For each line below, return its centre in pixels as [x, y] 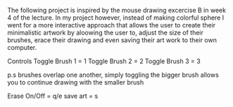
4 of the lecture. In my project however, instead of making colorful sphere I [116, 18]
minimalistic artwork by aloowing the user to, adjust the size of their [106, 32]
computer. [22, 48]
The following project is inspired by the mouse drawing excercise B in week [117, 10]
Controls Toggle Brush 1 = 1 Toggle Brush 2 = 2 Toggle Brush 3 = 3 [104, 61]
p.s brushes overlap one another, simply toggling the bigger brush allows [113, 75]
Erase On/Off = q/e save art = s [53, 96]
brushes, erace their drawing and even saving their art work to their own [112, 40]
